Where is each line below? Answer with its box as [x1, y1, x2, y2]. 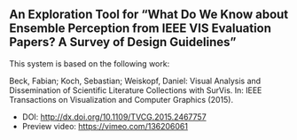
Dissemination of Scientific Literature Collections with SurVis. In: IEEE [9, 84, 262, 96]
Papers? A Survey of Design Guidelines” [9, 35, 237, 50]
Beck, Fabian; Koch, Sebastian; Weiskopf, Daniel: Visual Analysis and [9, 75, 262, 86]
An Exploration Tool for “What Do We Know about [9, 7, 289, 22]
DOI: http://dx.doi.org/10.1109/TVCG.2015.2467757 [21, 111, 207, 122]
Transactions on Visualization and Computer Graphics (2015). [9, 94, 233, 105]
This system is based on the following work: [9, 58, 170, 69]
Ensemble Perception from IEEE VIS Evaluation [9, 21, 272, 36]
